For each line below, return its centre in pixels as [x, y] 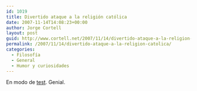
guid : [13, 38]
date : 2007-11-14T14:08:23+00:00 [47, 22]
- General [23, 60]
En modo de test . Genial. [36, 82]
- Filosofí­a [26, 55]
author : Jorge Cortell [34, 28]
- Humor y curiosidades [40, 66]
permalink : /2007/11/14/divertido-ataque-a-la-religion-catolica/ [89, 44]
